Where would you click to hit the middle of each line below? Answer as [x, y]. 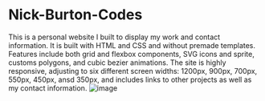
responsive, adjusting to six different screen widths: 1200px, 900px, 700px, [133, 71]
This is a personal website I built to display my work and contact [114, 37]
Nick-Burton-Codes [75, 15]
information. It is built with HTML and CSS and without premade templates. [132, 45]
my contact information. [48, 88]
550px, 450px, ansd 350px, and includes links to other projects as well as [130, 79]
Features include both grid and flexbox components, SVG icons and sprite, [131, 54]
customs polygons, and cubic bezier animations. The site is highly [117, 63]
